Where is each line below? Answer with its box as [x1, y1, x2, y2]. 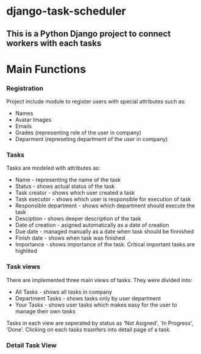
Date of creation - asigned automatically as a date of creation [15, 221, 169, 229]
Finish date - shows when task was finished [15, 234, 125, 241]
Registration [6, 84, 44, 92]
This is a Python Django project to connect [6, 29, 171, 39]
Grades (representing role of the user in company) [15, 129, 142, 136]
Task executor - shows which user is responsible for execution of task [15, 196, 191, 203]
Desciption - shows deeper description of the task [15, 215, 141, 223]
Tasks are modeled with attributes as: [6, 164, 100, 172]
